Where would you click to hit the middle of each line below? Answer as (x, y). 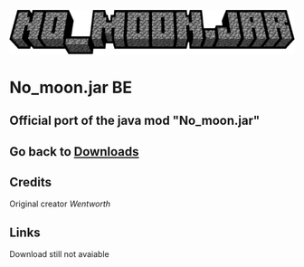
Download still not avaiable (60, 254)
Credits (31, 182)
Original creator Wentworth (60, 204)
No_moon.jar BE (71, 87)
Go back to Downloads (74, 152)
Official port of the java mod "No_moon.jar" (135, 121)
